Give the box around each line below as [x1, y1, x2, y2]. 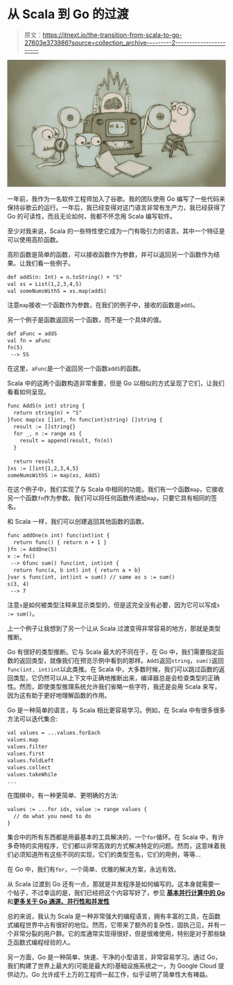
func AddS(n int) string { [7, 403, 85, 410]
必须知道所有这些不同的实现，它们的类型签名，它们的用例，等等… [12, 850, 201, 859]
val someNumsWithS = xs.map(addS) [7, 288, 107, 295]
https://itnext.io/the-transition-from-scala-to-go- [42, 31, 182, 39]
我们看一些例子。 [25, 259, 74, 268]
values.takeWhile [7, 771, 58, 778]
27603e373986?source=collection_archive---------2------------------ [24, 38, 226, 47]
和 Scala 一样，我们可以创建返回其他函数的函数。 [7, 518, 148, 526]
